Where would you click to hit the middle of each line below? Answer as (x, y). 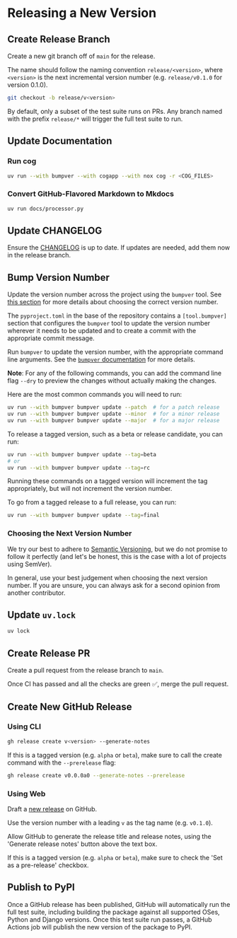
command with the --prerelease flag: (62, 763)
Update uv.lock (42, 615)
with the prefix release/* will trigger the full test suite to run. (95, 119)
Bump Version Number (58, 277)
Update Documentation (60, 141)
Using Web (27, 794)
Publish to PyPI (41, 887)
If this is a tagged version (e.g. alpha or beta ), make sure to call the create (115, 755)
